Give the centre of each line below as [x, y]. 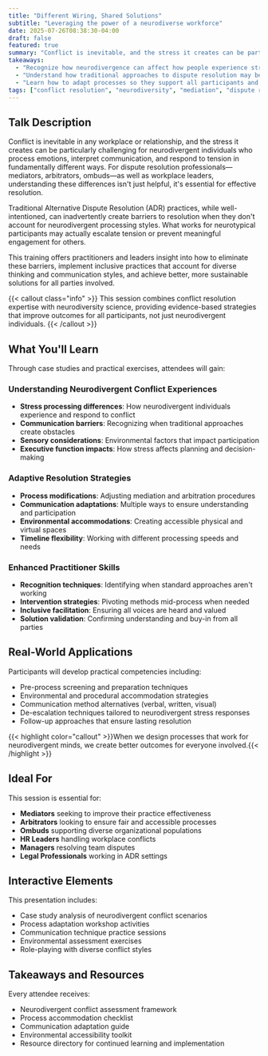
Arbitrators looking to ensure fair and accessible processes [118, 822]
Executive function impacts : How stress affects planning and [121, 449]
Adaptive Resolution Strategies [70, 478]
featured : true [33, 46]
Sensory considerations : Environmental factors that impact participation [139, 440]
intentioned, [28, 217]
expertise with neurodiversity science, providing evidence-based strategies [132, 307]
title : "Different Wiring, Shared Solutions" [85, 16]
